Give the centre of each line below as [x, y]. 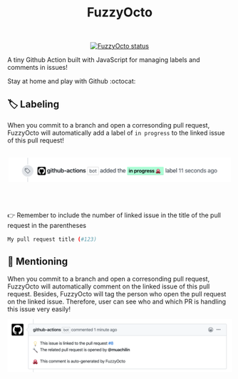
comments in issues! [37, 67]
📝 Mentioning [38, 262]
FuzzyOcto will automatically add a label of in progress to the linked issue [116, 133]
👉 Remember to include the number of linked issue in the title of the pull [114, 215]
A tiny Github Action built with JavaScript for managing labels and [104, 59]
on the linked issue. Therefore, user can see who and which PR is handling [117, 301]
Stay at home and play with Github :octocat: [72, 81]
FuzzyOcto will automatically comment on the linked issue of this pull [109, 286]
